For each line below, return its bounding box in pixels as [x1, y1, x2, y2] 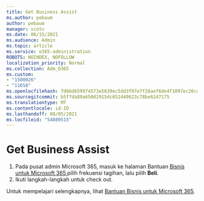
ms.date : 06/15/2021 [6, 32, 59, 38]
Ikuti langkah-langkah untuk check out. [15, 176, 114, 183]
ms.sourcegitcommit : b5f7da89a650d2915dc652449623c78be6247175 [6, 94, 170, 100]
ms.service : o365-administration [6, 49, 91, 55]
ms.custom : [6, 71, 34, 77]
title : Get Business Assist [6, 9, 78, 15]
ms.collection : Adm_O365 [6, 65, 69, 72]
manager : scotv [6, 26, 45, 32]
